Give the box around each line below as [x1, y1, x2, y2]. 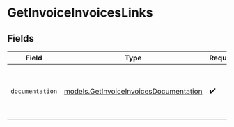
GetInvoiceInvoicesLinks [7, 5, 153, 21]
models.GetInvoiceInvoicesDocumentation [63, 87, 203, 96]
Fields [7, 33, 35, 44]
